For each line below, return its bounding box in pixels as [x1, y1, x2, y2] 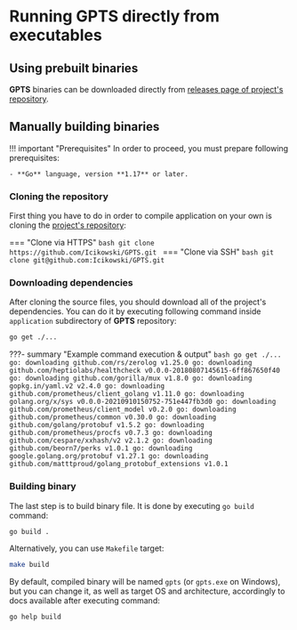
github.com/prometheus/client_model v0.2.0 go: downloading [9, 405, 237, 415]
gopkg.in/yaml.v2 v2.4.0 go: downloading [9, 382, 165, 391]
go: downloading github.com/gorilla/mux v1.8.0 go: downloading [9, 374, 253, 384]
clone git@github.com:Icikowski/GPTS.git [9, 256, 165, 265]
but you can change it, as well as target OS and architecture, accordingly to [9, 586, 285, 597]
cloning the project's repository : [9, 220, 127, 230]
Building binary [9, 481, 77, 493]
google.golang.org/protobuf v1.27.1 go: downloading [9, 452, 209, 461]
